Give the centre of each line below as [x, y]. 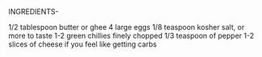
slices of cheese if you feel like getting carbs [83, 44]
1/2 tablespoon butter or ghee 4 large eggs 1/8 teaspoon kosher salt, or [127, 27]
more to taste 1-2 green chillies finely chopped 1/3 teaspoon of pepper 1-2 [131, 36]
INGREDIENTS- [33, 12]
